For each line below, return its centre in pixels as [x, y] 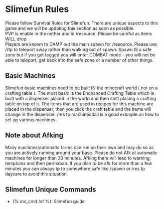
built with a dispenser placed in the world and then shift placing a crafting [81, 98]
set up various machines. [31, 119]
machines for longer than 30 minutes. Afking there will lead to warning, [78, 158]
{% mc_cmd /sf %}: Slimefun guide [48, 202]
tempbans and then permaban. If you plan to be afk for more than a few [79, 163]
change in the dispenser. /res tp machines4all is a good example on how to [82, 114]
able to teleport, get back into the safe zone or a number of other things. [79, 60]
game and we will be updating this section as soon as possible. [70, 28]
